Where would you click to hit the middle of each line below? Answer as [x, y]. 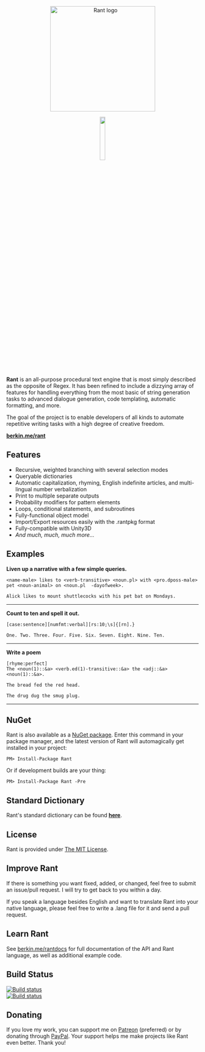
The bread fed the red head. [43, 685]
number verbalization [60, 489]
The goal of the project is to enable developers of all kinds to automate [95, 417]
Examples [25, 554]
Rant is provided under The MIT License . [57, 849]
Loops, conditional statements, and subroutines [75, 509]
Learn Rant [27, 934]
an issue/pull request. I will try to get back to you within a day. [84, 890]
